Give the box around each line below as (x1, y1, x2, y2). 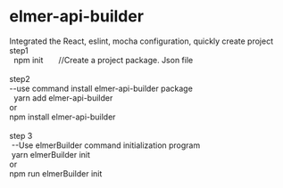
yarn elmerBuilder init (11, 149, 91, 159)
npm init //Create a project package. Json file (12, 54, 194, 65)
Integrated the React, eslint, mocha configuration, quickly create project (9, 36, 274, 46)
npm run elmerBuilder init (9, 168, 103, 179)
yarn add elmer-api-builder (12, 92, 113, 103)
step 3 (9, 130, 33, 141)
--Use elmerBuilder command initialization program (11, 140, 201, 151)
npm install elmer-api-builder (9, 111, 116, 122)
